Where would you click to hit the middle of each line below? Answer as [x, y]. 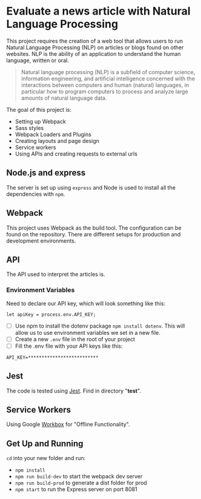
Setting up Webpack [41, 121]
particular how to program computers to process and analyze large [105, 91]
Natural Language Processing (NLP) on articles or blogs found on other [95, 47]
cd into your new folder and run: [46, 458]
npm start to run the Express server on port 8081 [76, 489]
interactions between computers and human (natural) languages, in [105, 85]
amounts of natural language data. [64, 98]
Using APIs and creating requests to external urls [76, 154]
